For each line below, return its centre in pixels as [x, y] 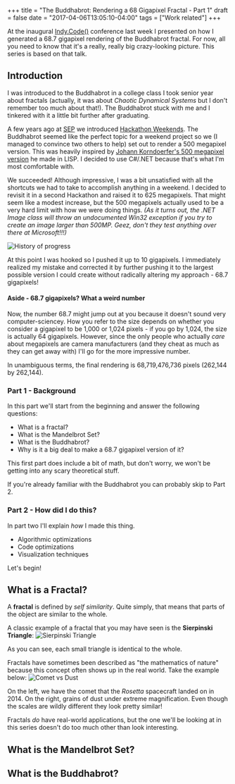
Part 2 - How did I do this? [52, 510]
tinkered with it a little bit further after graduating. [78, 115]
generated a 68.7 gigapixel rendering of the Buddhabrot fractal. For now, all [116, 39]
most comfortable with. [41, 166]
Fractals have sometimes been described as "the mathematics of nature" [113, 663]
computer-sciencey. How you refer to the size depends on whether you [111, 322]
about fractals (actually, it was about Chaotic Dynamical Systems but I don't [118, 100]
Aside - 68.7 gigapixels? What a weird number [76, 298]
